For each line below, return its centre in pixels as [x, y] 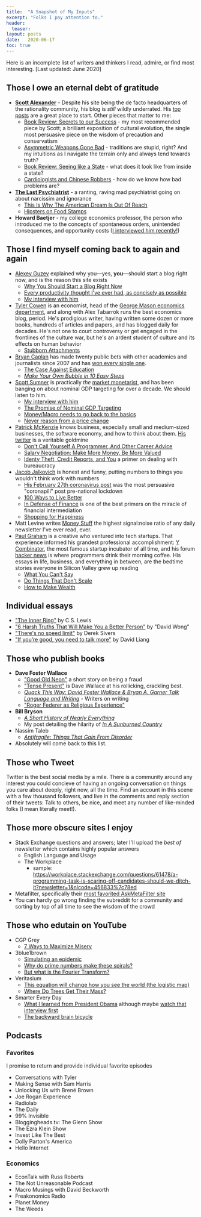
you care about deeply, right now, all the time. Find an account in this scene [100, 789]
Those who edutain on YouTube [67, 925]
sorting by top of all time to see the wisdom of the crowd [85, 906]
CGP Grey [27, 940]
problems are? [42, 186]
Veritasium [28, 978]
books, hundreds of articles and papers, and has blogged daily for [97, 324]
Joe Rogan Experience [43, 1097]
